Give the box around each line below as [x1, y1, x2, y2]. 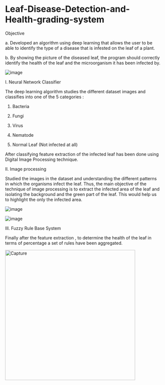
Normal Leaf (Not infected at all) [12, 142, 78, 148]
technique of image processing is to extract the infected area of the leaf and [5, 186, 160, 192]
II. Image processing [5, 166, 47, 172]
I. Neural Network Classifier [5, 79, 62, 85]
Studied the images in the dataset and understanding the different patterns [5, 175, 157, 181]
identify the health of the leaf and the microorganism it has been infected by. [5, 60, 161, 66]
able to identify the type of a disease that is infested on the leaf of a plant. [5, 45, 155, 51]
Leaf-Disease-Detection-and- [5, 3, 130, 15]
